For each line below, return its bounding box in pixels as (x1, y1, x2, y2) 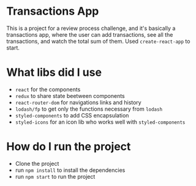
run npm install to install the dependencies (15, 166, 126, 174)
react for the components (15, 86, 81, 93)
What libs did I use (6, 65, 102, 80)
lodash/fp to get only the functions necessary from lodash (15, 105, 163, 113)
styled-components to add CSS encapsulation (15, 111, 129, 119)
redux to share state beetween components (15, 92, 125, 99)
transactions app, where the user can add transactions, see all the (6, 31, 173, 38)
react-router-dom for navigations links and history (15, 99, 142, 106)
